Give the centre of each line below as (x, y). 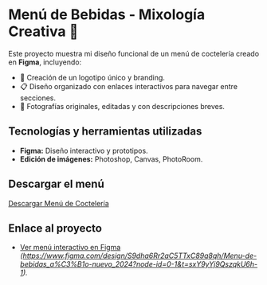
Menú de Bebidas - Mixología (107, 15)
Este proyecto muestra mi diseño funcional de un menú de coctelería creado (134, 53)
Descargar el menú (57, 184)
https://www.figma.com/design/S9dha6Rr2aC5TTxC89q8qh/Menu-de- (140, 256)
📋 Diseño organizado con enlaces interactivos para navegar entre (128, 86)
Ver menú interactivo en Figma (70, 248)
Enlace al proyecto (55, 228)
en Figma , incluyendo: (45, 62)
